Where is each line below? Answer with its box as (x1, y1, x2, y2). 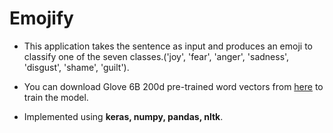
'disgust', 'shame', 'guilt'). (23, 61, 130, 73)
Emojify (9, 7, 74, 30)
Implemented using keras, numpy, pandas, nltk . (23, 110, 224, 122)
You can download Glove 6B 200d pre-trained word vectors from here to (23, 80, 324, 92)
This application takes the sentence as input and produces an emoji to (23, 40, 313, 52)
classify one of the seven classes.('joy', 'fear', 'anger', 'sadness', (23, 50, 290, 62)
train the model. (23, 91, 89, 103)
